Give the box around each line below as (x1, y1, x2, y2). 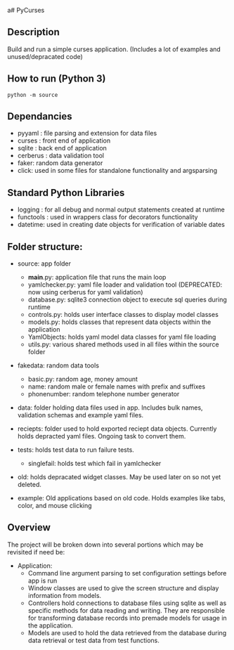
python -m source (7, 91, 58, 98)
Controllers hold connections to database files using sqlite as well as (27, 599, 227, 607)
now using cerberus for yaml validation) (27, 288, 143, 297)
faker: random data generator (17, 159, 103, 167)
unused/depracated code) (7, 52, 83, 60)
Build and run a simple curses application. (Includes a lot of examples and (7, 45, 221, 53)
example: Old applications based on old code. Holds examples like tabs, (17, 494, 226, 502)
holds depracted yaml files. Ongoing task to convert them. (17, 432, 186, 441)
